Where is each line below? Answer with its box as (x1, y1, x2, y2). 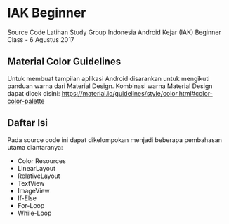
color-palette (7, 97, 45, 105)
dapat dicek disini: (7, 89, 60, 97)
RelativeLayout (17, 171, 61, 180)
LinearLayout (17, 164, 56, 172)
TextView (17, 178, 45, 187)
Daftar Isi (7, 117, 48, 129)
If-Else (17, 194, 37, 202)
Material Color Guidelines (7, 56, 122, 68)
